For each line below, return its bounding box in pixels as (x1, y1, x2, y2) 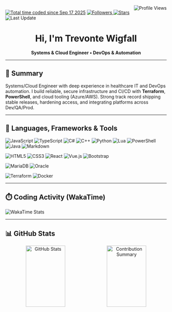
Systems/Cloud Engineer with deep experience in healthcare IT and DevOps (5, 83, 166, 89)
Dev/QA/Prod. (5, 104, 35, 110)
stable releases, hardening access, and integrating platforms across (5, 99, 148, 105)
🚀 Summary (5, 69, 44, 78)
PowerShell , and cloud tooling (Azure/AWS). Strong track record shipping (5, 93, 161, 100)
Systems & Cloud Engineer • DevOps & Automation (31, 50, 141, 56)
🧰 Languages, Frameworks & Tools (5, 124, 118, 133)
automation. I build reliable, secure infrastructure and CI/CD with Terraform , (5, 88, 166, 94)
